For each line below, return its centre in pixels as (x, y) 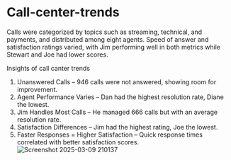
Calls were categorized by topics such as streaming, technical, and (105, 32)
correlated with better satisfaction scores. (78, 142)
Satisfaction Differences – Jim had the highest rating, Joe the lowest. (117, 127)
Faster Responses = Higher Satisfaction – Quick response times (110, 135)
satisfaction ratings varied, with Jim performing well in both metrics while (114, 47)
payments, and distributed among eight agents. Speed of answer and (108, 39)
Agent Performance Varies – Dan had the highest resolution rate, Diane (120, 97)
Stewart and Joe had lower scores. (57, 55)
